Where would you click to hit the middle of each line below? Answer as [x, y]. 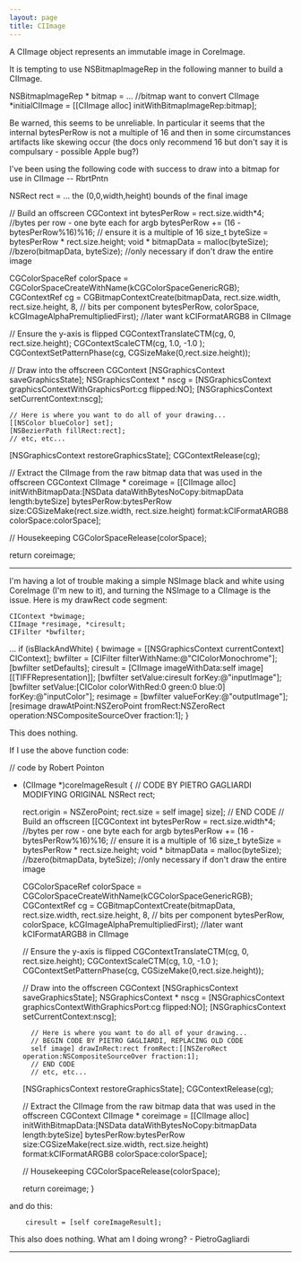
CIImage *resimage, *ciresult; [68, 624]
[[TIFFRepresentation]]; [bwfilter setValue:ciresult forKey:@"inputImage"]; [146, 677]
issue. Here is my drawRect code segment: [89, 600]
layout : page [34, 17]
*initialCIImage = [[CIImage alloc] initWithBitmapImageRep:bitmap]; [133, 105]
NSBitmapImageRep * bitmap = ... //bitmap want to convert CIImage [134, 96]
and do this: [31, 1205]
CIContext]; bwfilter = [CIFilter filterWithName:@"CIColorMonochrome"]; [143, 658]
